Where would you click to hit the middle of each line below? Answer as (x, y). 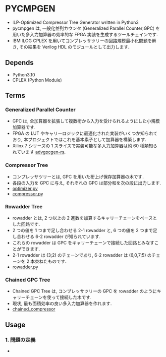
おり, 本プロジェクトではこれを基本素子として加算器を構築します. (79, 140)
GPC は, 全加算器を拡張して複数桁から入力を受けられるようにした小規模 (86, 121)
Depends (19, 63)
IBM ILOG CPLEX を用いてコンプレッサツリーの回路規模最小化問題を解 (84, 41)
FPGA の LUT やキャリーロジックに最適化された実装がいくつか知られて (85, 133)
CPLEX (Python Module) (37, 80)
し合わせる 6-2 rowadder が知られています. (56, 237)
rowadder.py (25, 267)
